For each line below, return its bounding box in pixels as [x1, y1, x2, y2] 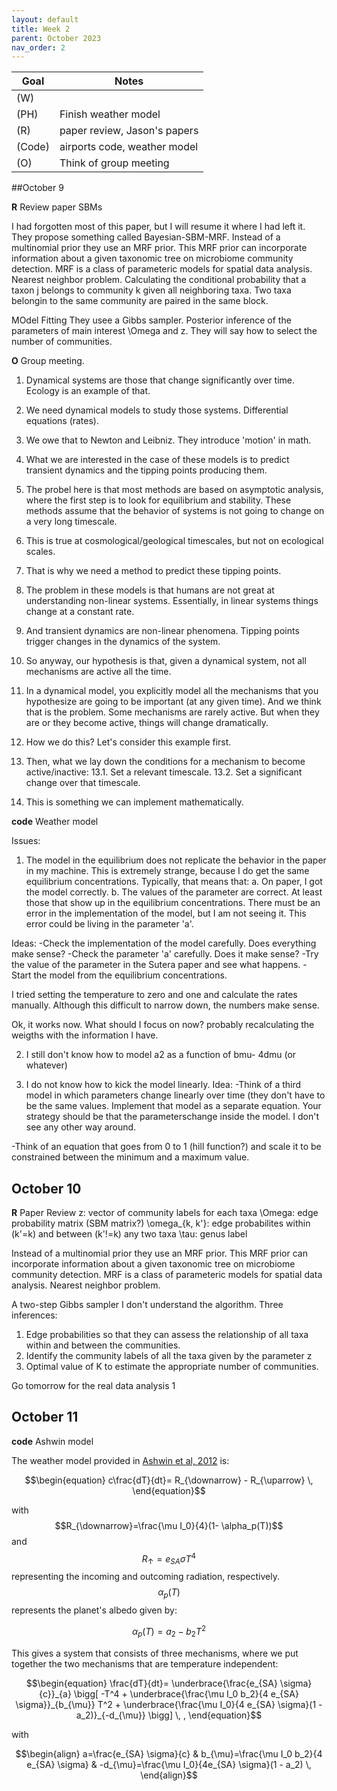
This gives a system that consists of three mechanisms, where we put [11, 1647, 299, 1659]
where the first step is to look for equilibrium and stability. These [25, 494, 292, 506]
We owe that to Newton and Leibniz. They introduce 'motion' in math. [25, 434, 312, 446]
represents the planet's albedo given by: [11, 1604, 178, 1616]
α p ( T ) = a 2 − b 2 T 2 [131, 1624, 207, 1640]
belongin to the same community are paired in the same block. [11, 295, 269, 307]
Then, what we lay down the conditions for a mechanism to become [25, 756, 306, 768]
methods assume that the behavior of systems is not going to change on [25, 505, 325, 517]
